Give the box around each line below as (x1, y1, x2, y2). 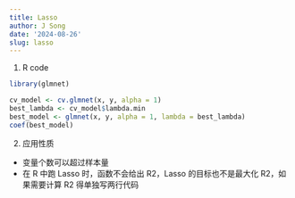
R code (21, 62, 49, 73)
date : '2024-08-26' (9, 29, 82, 38)
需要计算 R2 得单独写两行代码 (29, 179, 139, 190)
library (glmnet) (9, 79, 70, 89)
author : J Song (9, 21, 66, 30)
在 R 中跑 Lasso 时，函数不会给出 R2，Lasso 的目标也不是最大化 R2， (21, 168, 279, 178)
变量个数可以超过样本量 (21, 157, 109, 168)
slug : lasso (9, 37, 54, 47)
